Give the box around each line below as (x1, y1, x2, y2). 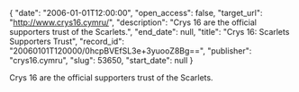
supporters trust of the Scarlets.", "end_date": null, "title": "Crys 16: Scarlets (9, 27, 290, 37)
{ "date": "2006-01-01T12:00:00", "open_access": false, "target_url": (9, 8, 263, 18)
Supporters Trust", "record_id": (9, 36, 124, 46)
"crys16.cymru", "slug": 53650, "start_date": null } (9, 55, 194, 65)
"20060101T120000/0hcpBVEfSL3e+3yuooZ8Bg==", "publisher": (9, 46, 252, 56)
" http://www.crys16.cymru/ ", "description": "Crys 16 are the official (9, 17, 257, 28)
